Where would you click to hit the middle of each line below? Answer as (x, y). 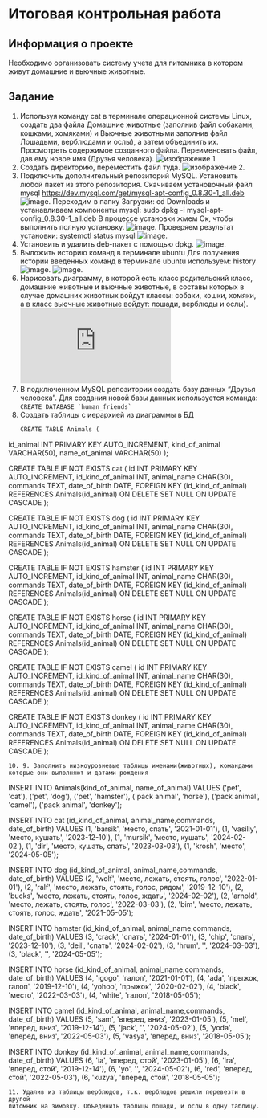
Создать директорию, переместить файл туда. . (132, 167)
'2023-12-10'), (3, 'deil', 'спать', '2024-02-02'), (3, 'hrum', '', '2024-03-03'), (134, 945)
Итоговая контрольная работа (115, 14)
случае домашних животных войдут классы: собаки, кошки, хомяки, (138, 295)
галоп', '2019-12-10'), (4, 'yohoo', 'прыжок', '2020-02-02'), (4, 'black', (125, 986)
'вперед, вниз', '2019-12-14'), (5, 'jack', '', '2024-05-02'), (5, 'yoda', (120, 1027)
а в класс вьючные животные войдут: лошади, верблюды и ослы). (134, 304)
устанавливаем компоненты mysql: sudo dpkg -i (103, 210)
